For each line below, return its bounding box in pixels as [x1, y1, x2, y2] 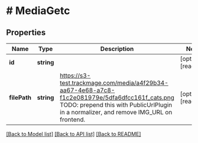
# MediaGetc [6, 4, 71, 18]
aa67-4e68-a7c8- [60, 86, 115, 94]
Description [100, 45, 134, 53]
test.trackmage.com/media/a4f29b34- [60, 79, 169, 87]
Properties [6, 28, 46, 38]
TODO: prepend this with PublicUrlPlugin [60, 101, 173, 109]
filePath [9, 94, 32, 101]
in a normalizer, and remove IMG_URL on [60, 108, 173, 116]
